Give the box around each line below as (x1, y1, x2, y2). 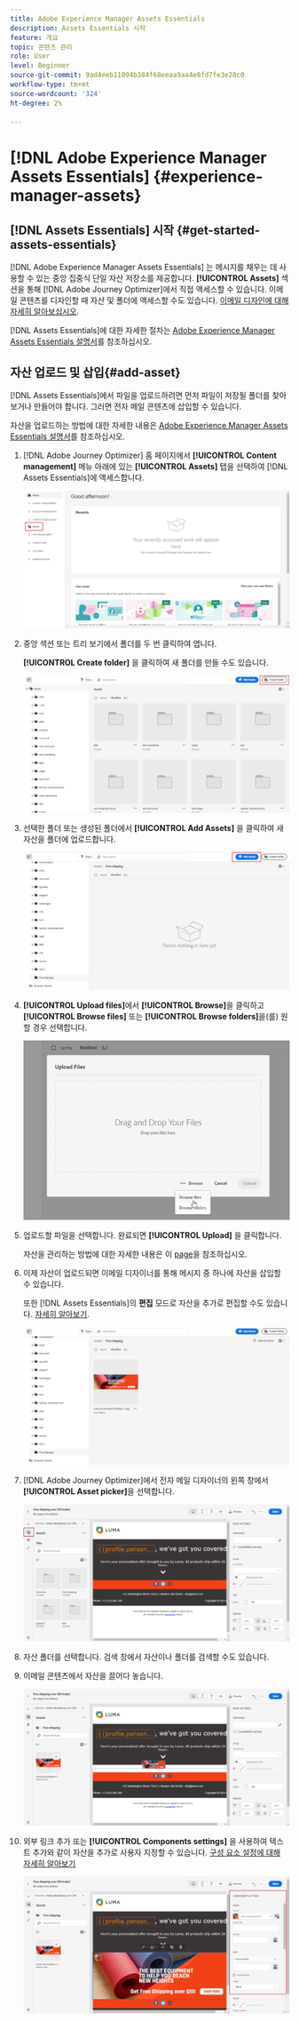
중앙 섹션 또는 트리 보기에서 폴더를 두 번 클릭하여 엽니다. (22, 638, 217, 649)
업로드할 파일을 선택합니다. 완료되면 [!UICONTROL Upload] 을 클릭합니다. (22, 1230, 282, 1240)
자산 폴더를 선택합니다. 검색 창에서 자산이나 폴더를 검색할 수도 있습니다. (22, 1651, 270, 1662)
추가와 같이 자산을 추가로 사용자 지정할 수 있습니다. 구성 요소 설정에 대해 (32, 1847, 281, 1858)
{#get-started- (177, 222, 261, 237)
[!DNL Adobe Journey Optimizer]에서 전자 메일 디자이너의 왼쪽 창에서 (22, 1475, 269, 1485)
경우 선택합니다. (32, 1022, 88, 1033)
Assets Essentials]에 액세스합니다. (22, 472, 145, 484)
